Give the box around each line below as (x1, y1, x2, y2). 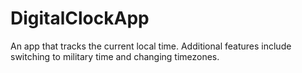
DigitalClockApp (10, 7, 150, 30)
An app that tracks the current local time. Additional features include (10, 40, 292, 52)
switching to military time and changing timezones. (10, 50, 220, 62)
